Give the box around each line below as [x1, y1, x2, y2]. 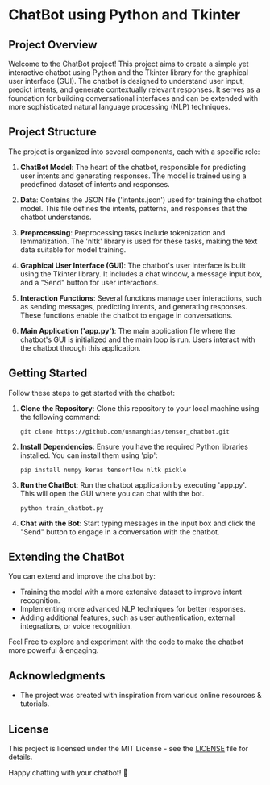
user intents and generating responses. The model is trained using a [19, 171, 247, 181]
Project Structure [8, 125, 97, 139]
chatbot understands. [19, 212, 92, 222]
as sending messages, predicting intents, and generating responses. [19, 301, 248, 311]
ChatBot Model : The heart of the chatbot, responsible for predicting [19, 162, 247, 172]
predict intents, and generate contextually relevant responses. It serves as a [8, 85, 260, 94]
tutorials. [19, 699, 50, 708]
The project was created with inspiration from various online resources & [19, 691, 262, 700]
